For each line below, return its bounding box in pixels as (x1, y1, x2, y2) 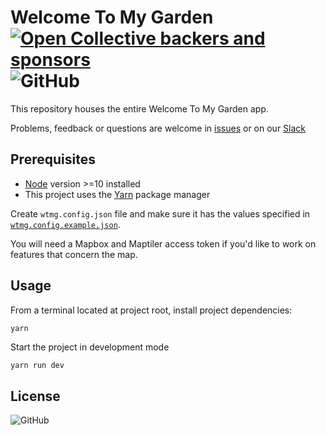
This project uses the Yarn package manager (24, 188, 211, 200)
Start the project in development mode (10, 341, 170, 353)
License (10, 387, 61, 405)
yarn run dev (10, 361, 65, 371)
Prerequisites (10, 151, 96, 168)
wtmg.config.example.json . (10, 218, 121, 230)
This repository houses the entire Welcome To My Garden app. (10, 102, 269, 115)
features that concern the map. (10, 248, 138, 260)
